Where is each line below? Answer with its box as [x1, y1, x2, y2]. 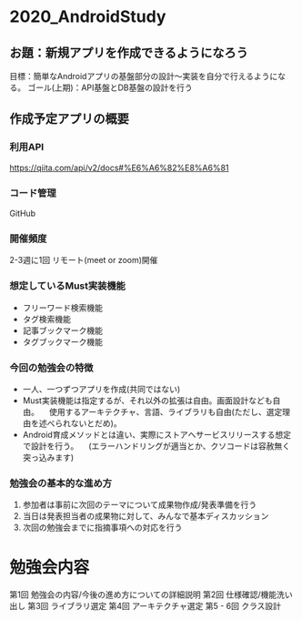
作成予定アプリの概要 [9, 111, 129, 127]
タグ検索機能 [22, 313, 71, 324]
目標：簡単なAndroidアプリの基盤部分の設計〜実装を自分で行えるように [9, 71, 278, 81]
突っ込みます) [22, 452, 75, 462]
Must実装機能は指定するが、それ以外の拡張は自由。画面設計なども [22, 394, 273, 406]
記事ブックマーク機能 [22, 325, 103, 336]
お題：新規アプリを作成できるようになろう [9, 45, 248, 60]
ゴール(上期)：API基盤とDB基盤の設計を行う [26, 82, 193, 93]
